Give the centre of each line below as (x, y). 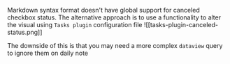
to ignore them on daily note (48, 53)
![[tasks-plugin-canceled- (181, 25)
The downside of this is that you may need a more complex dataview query (115, 46)
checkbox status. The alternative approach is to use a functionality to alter (114, 17)
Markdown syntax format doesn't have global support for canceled (104, 10)
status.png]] (25, 32)
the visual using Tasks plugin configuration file (75, 25)
